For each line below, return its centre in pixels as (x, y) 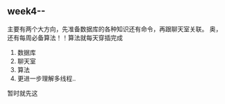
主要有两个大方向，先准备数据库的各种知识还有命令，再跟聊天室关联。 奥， (115, 29)
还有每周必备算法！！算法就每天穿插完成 (65, 37)
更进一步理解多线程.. (47, 78)
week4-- (26, 11)
